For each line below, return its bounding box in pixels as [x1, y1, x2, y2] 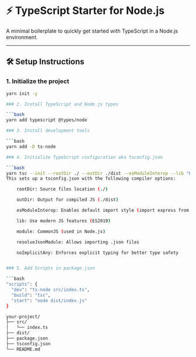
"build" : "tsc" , [11, 292, 51, 298]
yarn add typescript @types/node [6, 117, 87, 123]
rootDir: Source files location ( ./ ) [16, 186, 108, 193]
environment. [6, 33, 38, 40]
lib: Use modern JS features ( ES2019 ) [16, 218, 111, 224]
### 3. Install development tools [6, 128, 90, 134]
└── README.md [6, 346, 41, 352]
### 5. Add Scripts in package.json [6, 265, 95, 272]
